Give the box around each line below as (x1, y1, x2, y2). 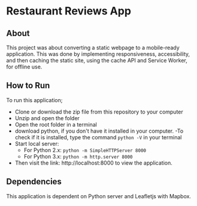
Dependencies (6, 177, 62, 187)
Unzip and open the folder (14, 114, 80, 121)
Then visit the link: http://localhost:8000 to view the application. (14, 159, 172, 166)
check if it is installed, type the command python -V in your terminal (14, 133, 182, 141)
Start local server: (14, 140, 59, 147)
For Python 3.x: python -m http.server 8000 (23, 153, 133, 160)
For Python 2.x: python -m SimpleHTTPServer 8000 (23, 146, 147, 154)
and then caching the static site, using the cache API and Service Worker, (6, 57, 187, 64)
